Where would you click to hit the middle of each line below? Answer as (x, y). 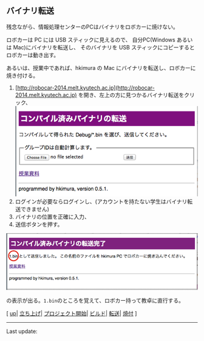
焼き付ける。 (22, 76)
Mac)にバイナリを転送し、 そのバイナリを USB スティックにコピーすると (104, 47)
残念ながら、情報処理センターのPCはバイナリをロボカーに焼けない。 (92, 27)
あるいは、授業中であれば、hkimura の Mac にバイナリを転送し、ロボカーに (101, 68)
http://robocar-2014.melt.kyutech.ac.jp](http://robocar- (86, 88)
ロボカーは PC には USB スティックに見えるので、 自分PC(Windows (91, 40)
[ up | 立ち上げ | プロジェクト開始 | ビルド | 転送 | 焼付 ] (72, 314)
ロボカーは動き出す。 (33, 55)
